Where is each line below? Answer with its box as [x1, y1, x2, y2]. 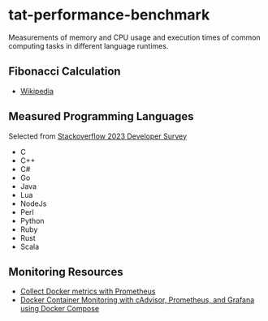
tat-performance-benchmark [8, 6, 210, 24]
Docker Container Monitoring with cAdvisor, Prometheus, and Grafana [19, 295, 255, 305]
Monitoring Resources [8, 265, 123, 279]
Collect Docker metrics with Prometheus [19, 286, 156, 297]
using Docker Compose [19, 304, 100, 314]
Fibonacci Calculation [8, 65, 121, 79]
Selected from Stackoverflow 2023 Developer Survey [8, 131, 188, 141]
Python [19, 216, 45, 225]
